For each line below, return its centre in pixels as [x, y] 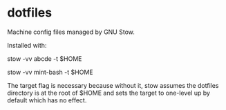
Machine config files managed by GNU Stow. [71, 32]
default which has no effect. [47, 100]
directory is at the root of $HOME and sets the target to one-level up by [109, 93]
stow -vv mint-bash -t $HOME [50, 72]
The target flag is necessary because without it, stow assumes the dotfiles [113, 85]
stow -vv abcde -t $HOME [45, 58]
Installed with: [27, 45]
